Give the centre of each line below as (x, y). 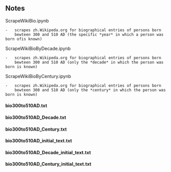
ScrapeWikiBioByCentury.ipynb (38, 76)
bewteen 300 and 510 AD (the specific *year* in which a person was (89, 34)
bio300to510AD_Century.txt (36, 129)
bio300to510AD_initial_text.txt (39, 141)
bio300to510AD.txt (26, 106)
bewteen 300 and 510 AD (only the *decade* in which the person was (89, 62)
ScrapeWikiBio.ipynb (27, 20)
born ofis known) (24, 39)
